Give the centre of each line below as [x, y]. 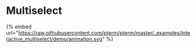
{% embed [19, 27]
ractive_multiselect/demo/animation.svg [54, 39]
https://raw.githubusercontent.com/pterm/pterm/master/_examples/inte [104, 32]
